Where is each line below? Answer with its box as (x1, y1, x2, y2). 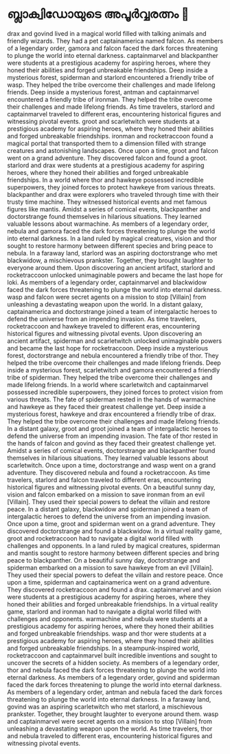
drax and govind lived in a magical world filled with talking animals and (7, 29, 207, 37)
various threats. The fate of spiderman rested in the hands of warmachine (7, 395, 216, 404)
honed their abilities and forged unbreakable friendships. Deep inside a (7, 65, 208, 74)
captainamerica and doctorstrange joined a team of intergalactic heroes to (7, 307, 218, 315)
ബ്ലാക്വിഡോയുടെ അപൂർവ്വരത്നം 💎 (7, 6, 189, 22)
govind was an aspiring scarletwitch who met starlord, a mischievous (7, 702, 203, 711)
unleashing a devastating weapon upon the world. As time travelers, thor (7, 724, 213, 733)
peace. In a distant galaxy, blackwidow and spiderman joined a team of (7, 505, 208, 513)
